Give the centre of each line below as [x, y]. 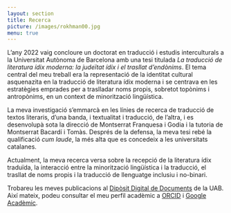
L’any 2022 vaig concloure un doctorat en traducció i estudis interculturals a [116, 53]
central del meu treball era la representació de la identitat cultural [100, 75]
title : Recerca [29, 20]
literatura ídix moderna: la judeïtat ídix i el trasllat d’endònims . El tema [107, 67]
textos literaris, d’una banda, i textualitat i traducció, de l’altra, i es [100, 118]
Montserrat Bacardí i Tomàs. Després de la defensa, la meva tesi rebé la [110, 132]
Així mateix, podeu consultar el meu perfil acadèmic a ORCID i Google [107, 196]
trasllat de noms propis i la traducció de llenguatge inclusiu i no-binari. [107, 175]
